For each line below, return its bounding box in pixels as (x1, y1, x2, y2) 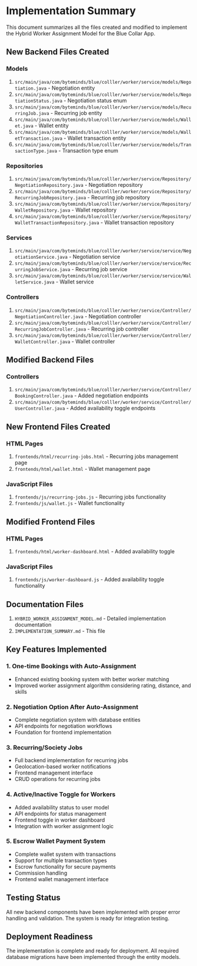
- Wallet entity (34, 122, 69, 129)
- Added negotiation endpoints (74, 392, 149, 399)
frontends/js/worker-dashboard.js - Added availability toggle (14, 576, 165, 583)
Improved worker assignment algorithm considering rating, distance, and (14, 682, 191, 689)
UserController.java (14, 405, 65, 412)
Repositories (6, 161, 44, 170)
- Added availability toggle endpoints (66, 405, 156, 412)
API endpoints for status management (14, 810, 107, 817)
